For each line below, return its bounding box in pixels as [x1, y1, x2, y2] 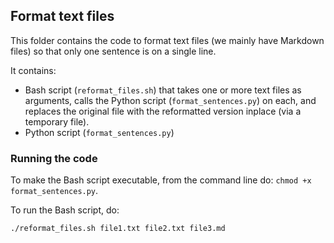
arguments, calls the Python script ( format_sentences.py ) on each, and [24, 94, 317, 106]
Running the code [10, 151, 98, 165]
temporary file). [24, 115, 90, 128]
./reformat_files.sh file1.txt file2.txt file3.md [10, 224, 226, 234]
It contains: [10, 64, 57, 76]
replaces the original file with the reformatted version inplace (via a [24, 105, 302, 117]
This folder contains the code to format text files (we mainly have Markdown [10, 34, 325, 46]
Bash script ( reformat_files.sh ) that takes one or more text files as [24, 84, 302, 96]
